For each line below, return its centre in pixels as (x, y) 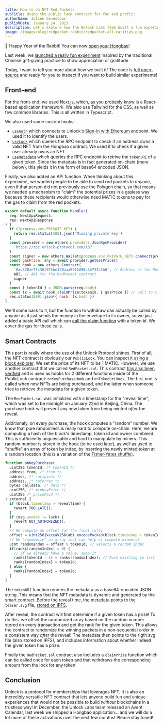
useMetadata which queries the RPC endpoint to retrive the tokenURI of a (84, 157)
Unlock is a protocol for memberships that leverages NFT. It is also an (75, 692)
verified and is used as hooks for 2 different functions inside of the (72, 373)
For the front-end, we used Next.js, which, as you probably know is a (74, 102)
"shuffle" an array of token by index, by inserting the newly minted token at (80, 449)
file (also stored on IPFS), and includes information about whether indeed (78, 640)
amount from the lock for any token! (41, 665)
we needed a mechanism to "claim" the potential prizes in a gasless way (77, 192)
